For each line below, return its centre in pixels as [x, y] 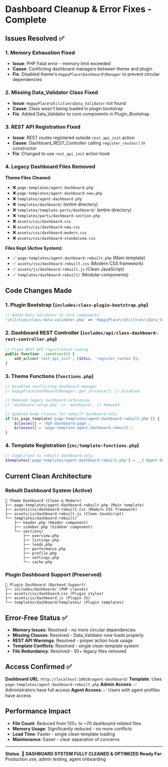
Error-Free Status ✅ [36, 618]
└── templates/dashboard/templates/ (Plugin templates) [64, 603]
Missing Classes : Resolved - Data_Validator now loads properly [78, 635]
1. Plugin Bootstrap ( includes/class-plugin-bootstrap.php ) [77, 305]
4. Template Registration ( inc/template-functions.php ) [72, 446]
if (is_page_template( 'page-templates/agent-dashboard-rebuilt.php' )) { [82, 419]
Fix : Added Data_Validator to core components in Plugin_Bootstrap [81, 114]
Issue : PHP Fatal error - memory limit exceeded [61, 63]
